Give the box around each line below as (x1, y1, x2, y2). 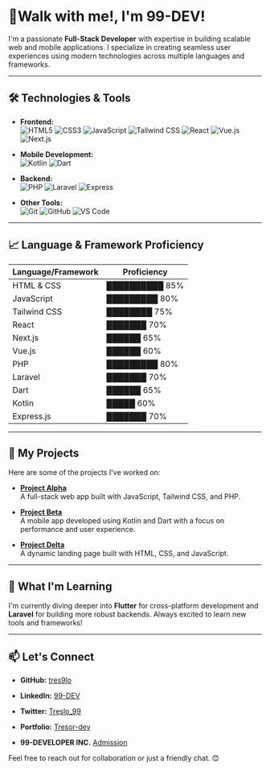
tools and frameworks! (8, 618, 83, 628)
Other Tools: (19, 197, 63, 208)
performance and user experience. (19, 525, 136, 534)
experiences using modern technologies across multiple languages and (8, 51, 245, 60)
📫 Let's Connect (8, 649, 95, 663)
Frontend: (19, 117, 54, 126)
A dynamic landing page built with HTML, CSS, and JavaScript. (19, 549, 229, 559)
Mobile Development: (19, 149, 94, 159)
